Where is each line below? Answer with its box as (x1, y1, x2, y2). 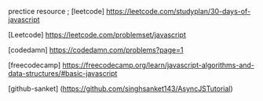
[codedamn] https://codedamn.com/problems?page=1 (8, 45, 184, 54)
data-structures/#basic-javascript (8, 69, 118, 78)
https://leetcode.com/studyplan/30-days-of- (105, 7, 251, 16)
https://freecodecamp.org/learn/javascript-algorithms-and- (62, 60, 255, 70)
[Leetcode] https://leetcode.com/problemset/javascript (8, 31, 186, 39)
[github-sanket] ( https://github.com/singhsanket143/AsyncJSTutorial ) (8, 84, 233, 93)
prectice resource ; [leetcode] (8, 7, 104, 16)
